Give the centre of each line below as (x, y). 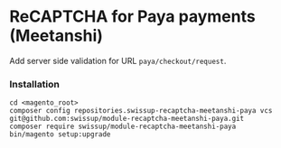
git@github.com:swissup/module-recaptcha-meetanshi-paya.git (127, 119)
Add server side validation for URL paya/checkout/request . (118, 60)
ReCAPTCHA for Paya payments (132, 17)
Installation (35, 84)
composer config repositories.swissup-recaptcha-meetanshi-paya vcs (141, 111)
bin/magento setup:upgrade (60, 134)
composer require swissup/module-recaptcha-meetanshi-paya (123, 127)
